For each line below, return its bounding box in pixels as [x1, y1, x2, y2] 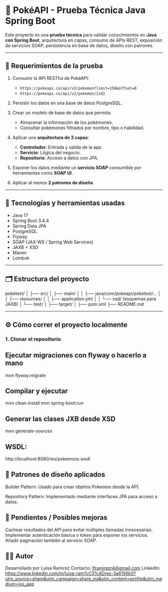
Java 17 [12, 212, 28, 218]
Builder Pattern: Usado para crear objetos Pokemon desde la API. [5, 484, 140, 490]
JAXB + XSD [12, 244, 38, 250]
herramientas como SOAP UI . [12, 170, 73, 176]
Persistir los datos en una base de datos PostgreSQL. [12, 100, 122, 106]
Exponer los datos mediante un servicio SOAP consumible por [12, 164, 141, 170]
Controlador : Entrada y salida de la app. [19, 144, 103, 150]
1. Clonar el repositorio [5, 335, 61, 342]
